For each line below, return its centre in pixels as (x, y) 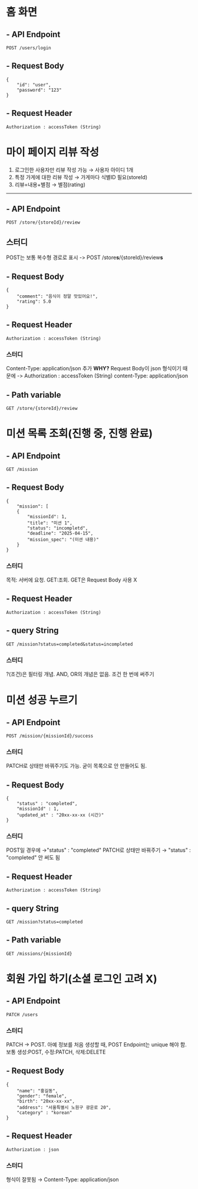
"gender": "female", (42, 1096)
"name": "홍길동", (37, 1091)
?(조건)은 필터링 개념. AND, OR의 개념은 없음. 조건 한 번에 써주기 (80, 674)
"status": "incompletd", (58, 528)
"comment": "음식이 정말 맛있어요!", (57, 296)
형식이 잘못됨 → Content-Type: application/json (62, 1180)
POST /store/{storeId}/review (43, 222)
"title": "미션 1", (50, 523)
